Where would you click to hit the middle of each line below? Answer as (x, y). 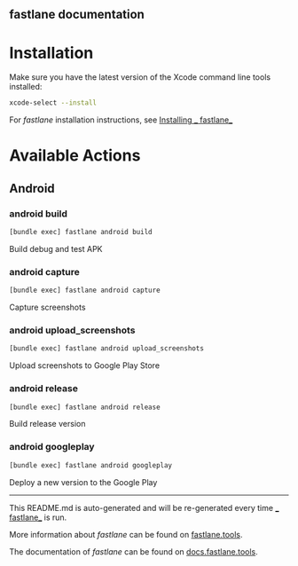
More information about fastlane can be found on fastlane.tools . (126, 534)
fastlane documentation (77, 15)
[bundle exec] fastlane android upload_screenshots (106, 349)
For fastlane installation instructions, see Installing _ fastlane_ (121, 120)
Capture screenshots (47, 307)
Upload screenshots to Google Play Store (85, 366)
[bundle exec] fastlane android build (81, 232)
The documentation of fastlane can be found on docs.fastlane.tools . (134, 551)
